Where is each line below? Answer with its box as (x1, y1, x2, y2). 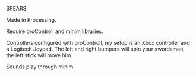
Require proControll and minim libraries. (6, 28, 104, 35)
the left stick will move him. (6, 52, 73, 58)
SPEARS (6, 5, 27, 12)
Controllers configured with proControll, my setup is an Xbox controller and (6, 39, 190, 46)
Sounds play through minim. (6, 63, 75, 70)
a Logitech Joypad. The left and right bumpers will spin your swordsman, (6, 45, 185, 52)
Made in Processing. (6, 16, 56, 23)
